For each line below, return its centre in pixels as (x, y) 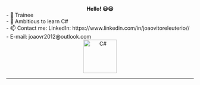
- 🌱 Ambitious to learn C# (37, 21)
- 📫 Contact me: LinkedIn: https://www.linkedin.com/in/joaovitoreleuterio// (98, 28)
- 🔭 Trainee (20, 15)
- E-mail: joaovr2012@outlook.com (49, 37)
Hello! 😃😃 (100, 9)
